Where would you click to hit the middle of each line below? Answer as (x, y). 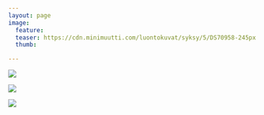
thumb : (26, 45)
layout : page (30, 15)
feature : (30, 30)
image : (19, 23)
